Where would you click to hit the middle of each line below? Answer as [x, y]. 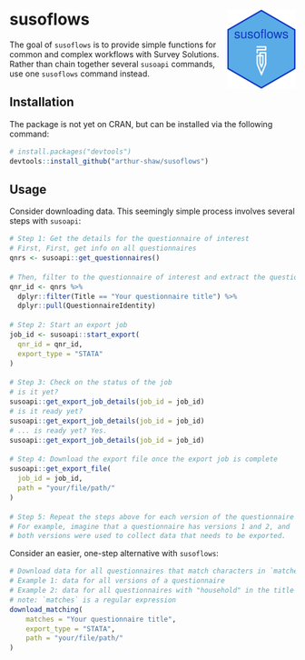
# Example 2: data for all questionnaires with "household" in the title [152, 591]
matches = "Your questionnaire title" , [101, 619]
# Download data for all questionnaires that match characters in [138, 571]
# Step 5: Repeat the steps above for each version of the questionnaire [152, 517]
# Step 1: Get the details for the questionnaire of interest [129, 239]
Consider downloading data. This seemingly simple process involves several [152, 211]
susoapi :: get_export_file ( [60, 469]
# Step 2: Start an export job [69, 325]
